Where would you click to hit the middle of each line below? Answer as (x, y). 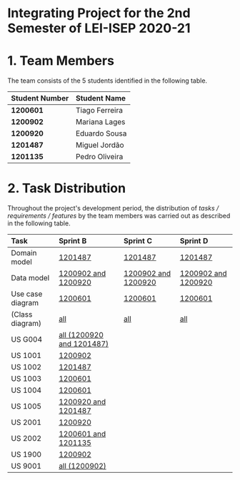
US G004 (27, 339)
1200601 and (82, 434)
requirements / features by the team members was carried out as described (119, 216)
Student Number (40, 98)
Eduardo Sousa (101, 133)
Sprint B (72, 241)
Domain (24, 253)
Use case (27, 294)
